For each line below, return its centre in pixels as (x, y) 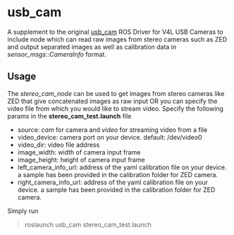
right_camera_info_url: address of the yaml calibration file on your (113, 182)
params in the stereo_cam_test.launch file (69, 116)
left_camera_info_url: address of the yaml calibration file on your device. (122, 167)
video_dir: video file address (58, 145)
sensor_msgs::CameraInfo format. (57, 54)
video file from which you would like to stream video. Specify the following (116, 108)
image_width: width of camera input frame (79, 152)
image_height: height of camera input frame (81, 159)
